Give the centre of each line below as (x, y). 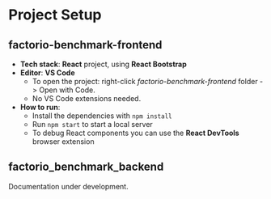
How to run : (40, 107)
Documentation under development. (68, 186)
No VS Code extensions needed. (87, 98)
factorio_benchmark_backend (86, 167)
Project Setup (55, 15)
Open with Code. (67, 90)
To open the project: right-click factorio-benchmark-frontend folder (145, 81)
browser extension (63, 142)
